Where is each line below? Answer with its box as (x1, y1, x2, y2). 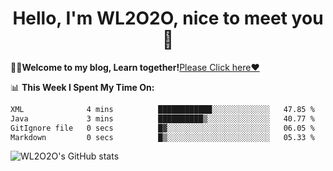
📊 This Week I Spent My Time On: (10, 81, 155, 93)
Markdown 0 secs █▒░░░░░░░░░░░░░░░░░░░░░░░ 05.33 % (10, 132, 315, 142)
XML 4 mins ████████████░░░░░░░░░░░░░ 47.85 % (10, 104, 315, 114)
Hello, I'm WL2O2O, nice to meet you (12, 7, 324, 30)
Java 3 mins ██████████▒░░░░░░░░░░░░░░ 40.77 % (10, 113, 315, 124)
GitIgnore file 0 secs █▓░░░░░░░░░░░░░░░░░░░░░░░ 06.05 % (10, 123, 315, 133)
